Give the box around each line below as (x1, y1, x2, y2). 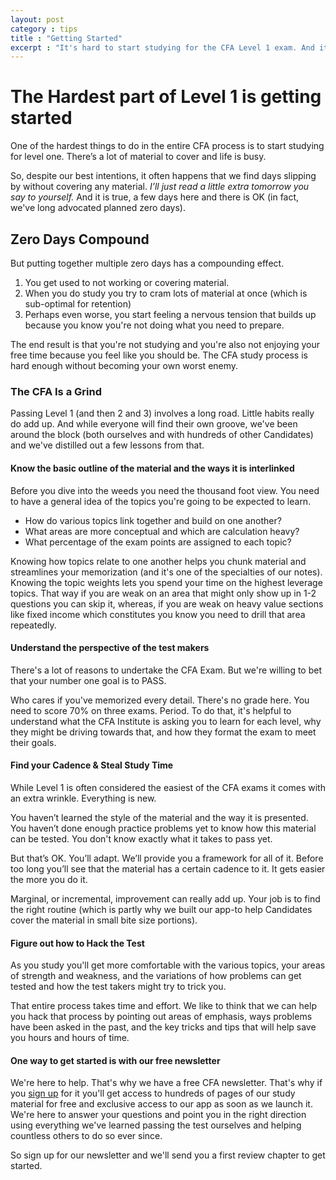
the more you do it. (10, 873, 88, 885)
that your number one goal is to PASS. (10, 674, 167, 686)
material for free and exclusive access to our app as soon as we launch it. (10, 1098, 313, 1110)
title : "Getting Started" (10, 33, 123, 43)
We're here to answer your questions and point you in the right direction (10, 1109, 307, 1121)
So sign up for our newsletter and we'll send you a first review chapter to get (10, 1149, 326, 1161)
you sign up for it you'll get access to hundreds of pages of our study (10, 1087, 296, 1100)
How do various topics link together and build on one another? (24, 514, 282, 526)
